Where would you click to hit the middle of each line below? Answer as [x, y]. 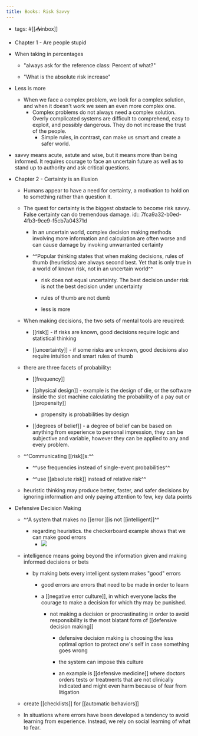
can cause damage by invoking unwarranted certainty [98, 244]
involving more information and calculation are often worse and [109, 238]
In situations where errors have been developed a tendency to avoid [106, 715]
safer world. [56, 143]
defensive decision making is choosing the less [116, 637]
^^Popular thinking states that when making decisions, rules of [108, 256]
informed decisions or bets [56, 562]
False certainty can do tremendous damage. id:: [82, 214]
